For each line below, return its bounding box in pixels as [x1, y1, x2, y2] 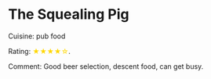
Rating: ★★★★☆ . [8, 46, 71, 56]
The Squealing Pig [8, 5, 129, 23]
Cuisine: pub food [8, 31, 66, 41]
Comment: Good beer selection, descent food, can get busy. [8, 61, 204, 71]
